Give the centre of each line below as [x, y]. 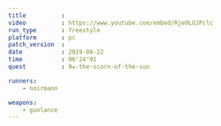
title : [37, 15]
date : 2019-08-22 [56, 52]
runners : [22, 81]
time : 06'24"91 [52, 60]
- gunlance [40, 110]
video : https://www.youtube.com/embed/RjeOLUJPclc [111, 23]
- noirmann [40, 88]
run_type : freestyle [54, 30]
